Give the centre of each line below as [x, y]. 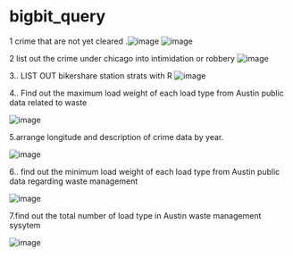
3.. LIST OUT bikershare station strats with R [91, 75]
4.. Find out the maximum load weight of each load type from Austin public [146, 93]
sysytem [25, 225]
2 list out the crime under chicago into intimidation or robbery [122, 58]
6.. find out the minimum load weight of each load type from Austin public [145, 171]
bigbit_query [58, 17]
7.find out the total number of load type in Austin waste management [135, 215]
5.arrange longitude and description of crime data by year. [117, 137]
